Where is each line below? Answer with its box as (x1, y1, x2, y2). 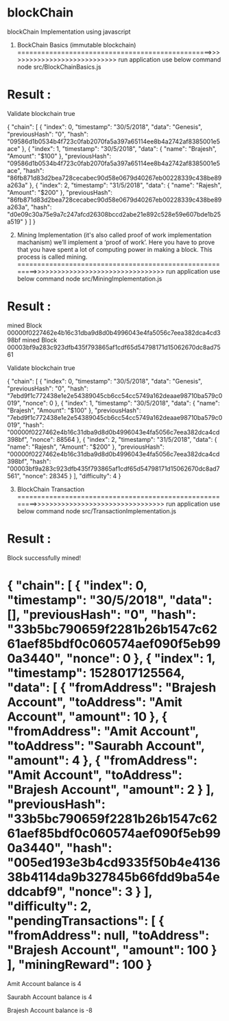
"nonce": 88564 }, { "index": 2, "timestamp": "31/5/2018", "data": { (29, 435, 217, 443)
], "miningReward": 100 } (7, 957, 153, 972)
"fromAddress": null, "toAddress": (7, 928, 210, 943)
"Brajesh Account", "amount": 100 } (7, 942, 217, 958)
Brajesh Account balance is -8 (7, 1006, 93, 1014)
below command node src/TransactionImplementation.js (16, 506, 177, 515)
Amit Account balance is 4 (7, 979, 82, 987)
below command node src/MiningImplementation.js (16, 274, 162, 283)
